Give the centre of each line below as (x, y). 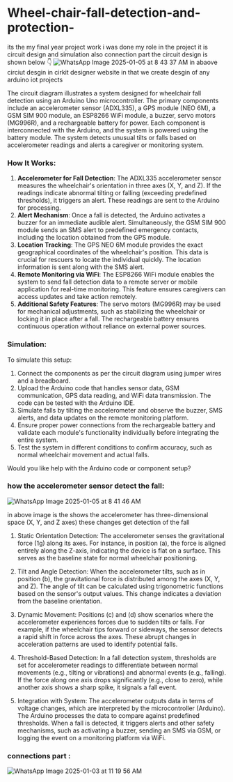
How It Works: (32, 163)
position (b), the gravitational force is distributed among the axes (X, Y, (119, 578)
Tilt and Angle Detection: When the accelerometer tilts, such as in (111, 571)
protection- (41, 28)
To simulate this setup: (39, 360)
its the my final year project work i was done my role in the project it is (108, 47)
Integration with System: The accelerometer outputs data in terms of (115, 700)
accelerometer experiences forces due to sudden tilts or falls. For (111, 622)
